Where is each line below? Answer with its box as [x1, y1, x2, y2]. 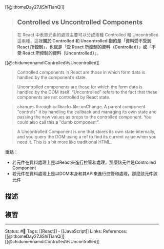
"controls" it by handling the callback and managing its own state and [17, 109, 157, 115]
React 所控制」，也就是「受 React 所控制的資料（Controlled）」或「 [17, 44, 152, 50]
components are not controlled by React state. [17, 94, 111, 100]
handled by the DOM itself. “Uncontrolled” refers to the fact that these [17, 89, 158, 95]
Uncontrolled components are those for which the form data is [17, 84, 143, 90]
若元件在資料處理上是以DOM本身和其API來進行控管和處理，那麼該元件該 [12, 171, 158, 176]
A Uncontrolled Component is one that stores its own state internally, [17, 129, 156, 134]
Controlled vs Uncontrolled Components [17, 18, 143, 26]
